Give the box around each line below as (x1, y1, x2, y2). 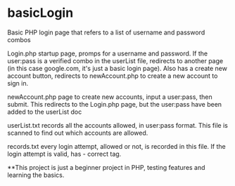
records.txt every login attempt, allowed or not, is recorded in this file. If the (7, 142, 227, 150)
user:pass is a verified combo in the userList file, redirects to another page (7, 56, 224, 65)
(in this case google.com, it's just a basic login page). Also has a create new (7, 64, 227, 72)
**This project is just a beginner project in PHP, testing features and (7, 163, 205, 171)
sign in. (7, 79, 29, 87)
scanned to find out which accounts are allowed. (7, 128, 148, 137)
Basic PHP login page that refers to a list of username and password (7, 28, 205, 36)
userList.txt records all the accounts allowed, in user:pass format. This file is (7, 121, 229, 129)
